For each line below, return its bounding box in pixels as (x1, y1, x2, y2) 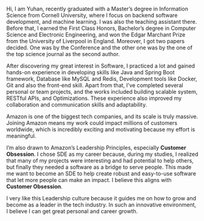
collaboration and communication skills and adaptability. (6, 101, 147, 108)
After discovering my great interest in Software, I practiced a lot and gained (6, 62, 195, 69)
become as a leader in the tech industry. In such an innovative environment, (6, 201, 197, 208)
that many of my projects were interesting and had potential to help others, (6, 157, 194, 164)
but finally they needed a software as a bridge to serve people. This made (6, 164, 192, 170)
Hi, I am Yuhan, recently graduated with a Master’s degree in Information (6, 5, 189, 12)
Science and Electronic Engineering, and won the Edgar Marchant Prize (6, 31, 186, 38)
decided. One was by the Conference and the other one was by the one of (6, 44, 193, 51)
